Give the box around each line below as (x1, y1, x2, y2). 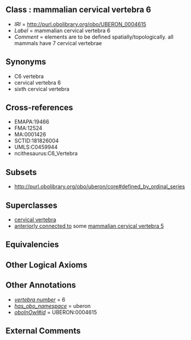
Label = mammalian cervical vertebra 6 (14, 27, 111, 34)
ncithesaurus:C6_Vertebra (14, 150, 78, 157)
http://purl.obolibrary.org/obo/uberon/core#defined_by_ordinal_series (14, 183, 185, 190)
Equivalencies (5, 239, 59, 249)
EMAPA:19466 (14, 118, 49, 126)
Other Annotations (5, 280, 76, 291)
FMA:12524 (14, 124, 43, 132)
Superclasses (5, 200, 58, 210)
